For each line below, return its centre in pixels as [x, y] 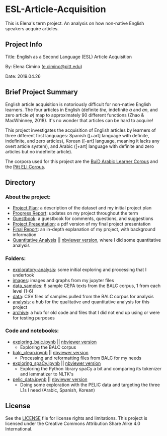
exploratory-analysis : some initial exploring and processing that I [79, 269]
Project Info [24, 45]
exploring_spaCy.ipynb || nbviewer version [57, 363]
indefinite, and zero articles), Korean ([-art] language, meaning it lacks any [82, 141]
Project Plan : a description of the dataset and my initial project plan [82, 208]
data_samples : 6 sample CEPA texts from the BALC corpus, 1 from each [87, 286]
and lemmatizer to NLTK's [47, 374]
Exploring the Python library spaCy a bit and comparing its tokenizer [91, 368]
